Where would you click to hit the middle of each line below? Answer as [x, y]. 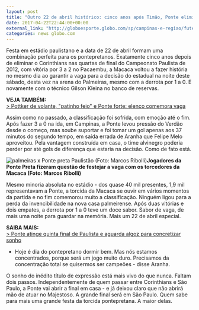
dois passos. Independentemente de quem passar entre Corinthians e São [97, 282]
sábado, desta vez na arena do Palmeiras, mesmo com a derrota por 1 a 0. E [99, 82]
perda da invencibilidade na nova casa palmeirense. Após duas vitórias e [95, 204]
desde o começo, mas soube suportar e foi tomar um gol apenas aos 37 [94, 130]
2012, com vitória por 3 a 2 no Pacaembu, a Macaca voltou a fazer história [97, 69]
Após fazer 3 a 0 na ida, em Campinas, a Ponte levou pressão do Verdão [94, 124]
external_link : [25, 28]
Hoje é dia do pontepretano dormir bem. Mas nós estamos [86, 252]
